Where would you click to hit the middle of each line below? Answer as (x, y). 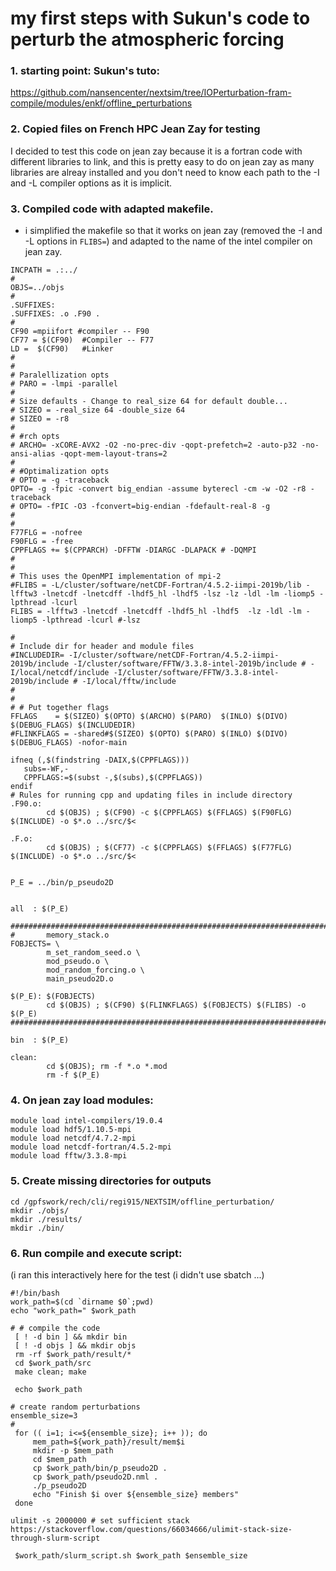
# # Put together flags (60, 708)
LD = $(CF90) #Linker (62, 349)
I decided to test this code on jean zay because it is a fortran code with (156, 151)
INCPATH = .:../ (44, 270)
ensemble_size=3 (44, 1415)
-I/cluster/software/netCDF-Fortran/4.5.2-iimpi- (174, 655)
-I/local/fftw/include (129, 682)
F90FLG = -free (42, 542)
